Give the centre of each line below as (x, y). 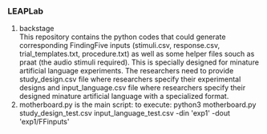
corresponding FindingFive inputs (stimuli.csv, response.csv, (119, 45)
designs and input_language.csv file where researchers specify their (132, 88)
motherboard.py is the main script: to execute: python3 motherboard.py (138, 104)
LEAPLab (26, 11)
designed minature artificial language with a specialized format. (124, 97)
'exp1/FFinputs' (44, 122)
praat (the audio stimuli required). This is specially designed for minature (139, 62)
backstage (36, 29)
